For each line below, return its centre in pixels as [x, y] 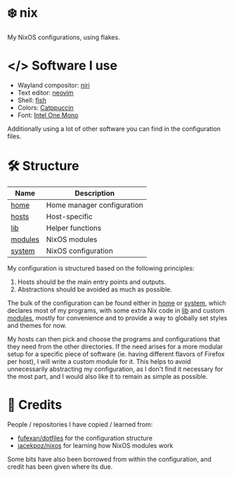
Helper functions [74, 227]
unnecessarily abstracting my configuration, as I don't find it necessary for [115, 369]
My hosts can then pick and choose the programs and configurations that [113, 339]
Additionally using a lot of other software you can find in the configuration [114, 128]
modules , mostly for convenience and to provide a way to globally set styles [117, 317]
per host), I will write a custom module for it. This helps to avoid [99, 361]
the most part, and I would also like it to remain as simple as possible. [108, 376]
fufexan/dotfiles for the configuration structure [85, 438]
